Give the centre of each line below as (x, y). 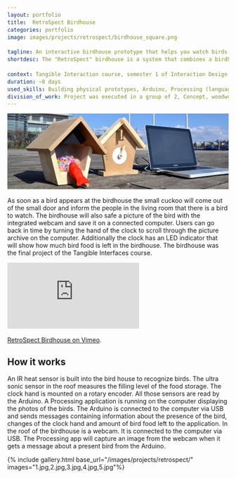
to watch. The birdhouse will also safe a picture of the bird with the (104, 215)
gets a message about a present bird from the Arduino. (87, 446)
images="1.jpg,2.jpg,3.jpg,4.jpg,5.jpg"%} (66, 467)
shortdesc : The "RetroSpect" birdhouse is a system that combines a (110, 60)
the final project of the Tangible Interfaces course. (80, 253)
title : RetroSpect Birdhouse (52, 22)
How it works (37, 362)
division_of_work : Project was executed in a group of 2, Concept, (108, 96)
